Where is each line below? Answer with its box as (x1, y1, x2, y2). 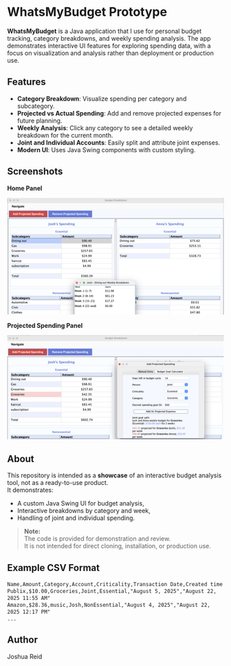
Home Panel (7, 184, 43, 192)
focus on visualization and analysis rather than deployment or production (7, 49, 214, 57)
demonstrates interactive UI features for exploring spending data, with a (7, 41, 211, 50)
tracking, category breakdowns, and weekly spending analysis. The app (7, 34, 211, 42)
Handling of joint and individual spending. (16, 514, 135, 522)
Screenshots (7, 166, 63, 178)
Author (7, 634, 38, 646)
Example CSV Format (7, 562, 100, 574)
